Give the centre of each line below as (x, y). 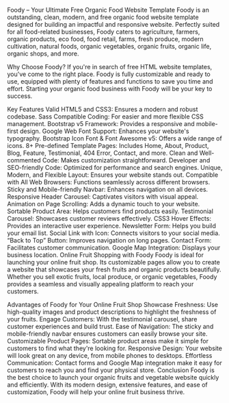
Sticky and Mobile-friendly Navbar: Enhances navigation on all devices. (108, 189)
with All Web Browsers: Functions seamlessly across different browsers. (109, 182)
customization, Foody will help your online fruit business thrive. (96, 392)
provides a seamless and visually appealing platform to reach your (100, 284)
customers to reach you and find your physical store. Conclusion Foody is (111, 370)
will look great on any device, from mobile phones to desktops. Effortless (110, 355)
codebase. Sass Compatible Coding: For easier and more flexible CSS (105, 117)
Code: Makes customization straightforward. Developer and (126, 160)
